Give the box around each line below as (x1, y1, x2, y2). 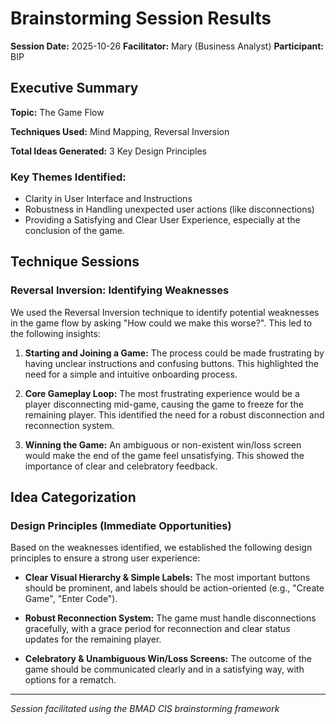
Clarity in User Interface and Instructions (24, 193, 193, 205)
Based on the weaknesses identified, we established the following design (10, 542, 313, 554)
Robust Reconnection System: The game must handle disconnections (24, 612, 317, 624)
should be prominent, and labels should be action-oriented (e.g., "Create (24, 582, 325, 594)
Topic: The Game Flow (10, 106, 105, 118)
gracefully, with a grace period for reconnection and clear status (24, 623, 291, 635)
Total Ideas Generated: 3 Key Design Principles (10, 145, 207, 157)
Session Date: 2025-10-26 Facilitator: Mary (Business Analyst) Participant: (10, 40, 325, 52)
